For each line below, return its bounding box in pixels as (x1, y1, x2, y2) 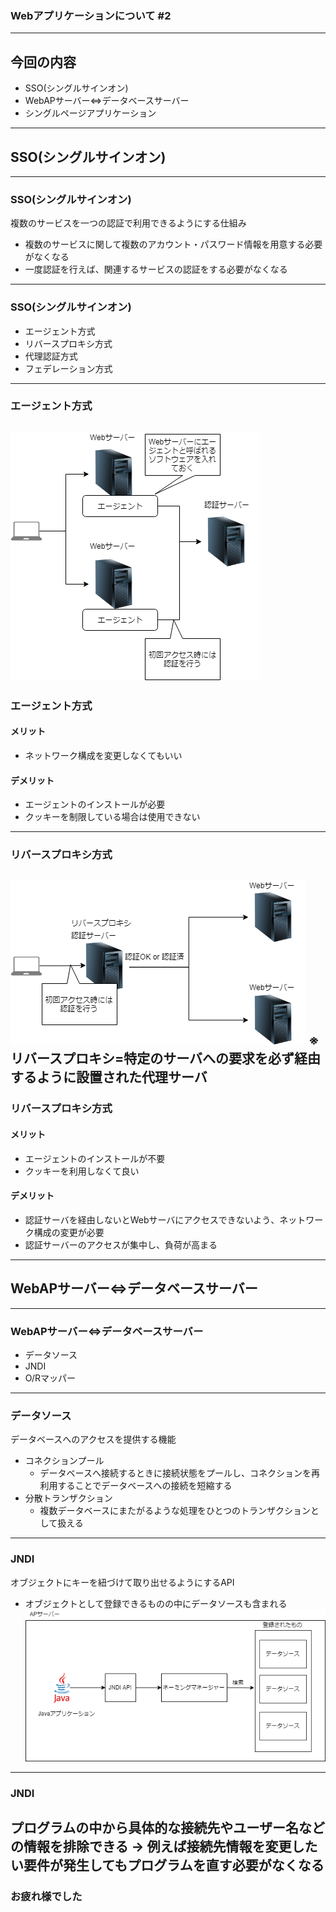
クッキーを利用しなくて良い (24, 1165, 140, 1177)
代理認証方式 (24, 350, 78, 362)
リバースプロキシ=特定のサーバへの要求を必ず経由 (10, 1050, 321, 1067)
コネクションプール (24, 1455, 105, 1467)
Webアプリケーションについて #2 (10, 8, 172, 22)
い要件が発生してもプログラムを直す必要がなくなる (10, 1857, 325, 1874)
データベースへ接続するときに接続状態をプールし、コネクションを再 (39, 1467, 320, 1479)
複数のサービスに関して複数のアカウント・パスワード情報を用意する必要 (24, 238, 323, 251)
